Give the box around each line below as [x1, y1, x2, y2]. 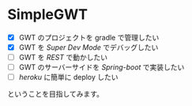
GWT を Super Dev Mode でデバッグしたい [18, 43, 159, 52]
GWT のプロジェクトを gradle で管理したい [18, 32, 160, 42]
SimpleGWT [7, 6, 88, 24]
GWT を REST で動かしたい [18, 53, 108, 62]
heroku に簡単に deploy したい [18, 73, 119, 82]
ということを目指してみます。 [7, 89, 104, 99]
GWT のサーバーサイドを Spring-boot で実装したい [18, 62, 185, 72]
